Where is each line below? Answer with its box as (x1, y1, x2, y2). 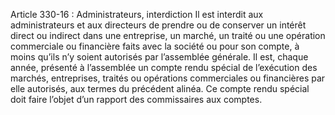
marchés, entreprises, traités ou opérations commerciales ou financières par (10, 72, 326, 84)
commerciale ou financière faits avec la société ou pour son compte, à (10, 40, 300, 52)
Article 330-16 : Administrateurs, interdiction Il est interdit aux (10, 9, 264, 20)
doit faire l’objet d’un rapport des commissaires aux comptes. (10, 94, 263, 105)
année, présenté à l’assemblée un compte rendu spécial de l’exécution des (10, 62, 318, 73)
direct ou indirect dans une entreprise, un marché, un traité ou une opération (10, 30, 326, 41)
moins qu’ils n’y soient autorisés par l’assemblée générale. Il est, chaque (10, 51, 309, 63)
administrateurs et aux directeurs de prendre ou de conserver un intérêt (10, 19, 307, 31)
